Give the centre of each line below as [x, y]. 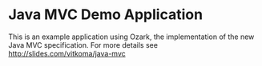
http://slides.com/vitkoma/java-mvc [67, 53]
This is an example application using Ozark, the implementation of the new [131, 37]
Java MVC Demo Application [105, 15]
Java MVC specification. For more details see [83, 45]
